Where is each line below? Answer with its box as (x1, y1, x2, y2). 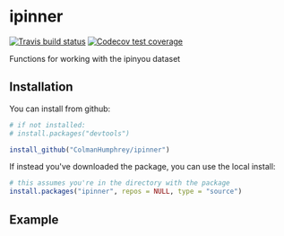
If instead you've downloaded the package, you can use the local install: (9, 162, 276, 172)
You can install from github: (9, 103, 111, 114)
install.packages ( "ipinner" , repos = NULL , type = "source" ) (9, 187, 243, 197)
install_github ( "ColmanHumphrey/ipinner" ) (9, 145, 170, 154)
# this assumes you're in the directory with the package (9, 179, 230, 188)
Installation (9, 79, 73, 95)
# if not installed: (9, 120, 87, 129)
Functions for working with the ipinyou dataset (9, 53, 181, 64)
